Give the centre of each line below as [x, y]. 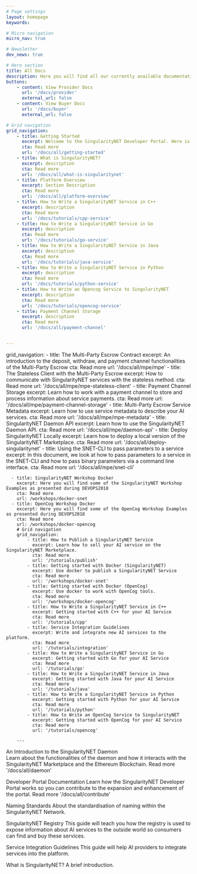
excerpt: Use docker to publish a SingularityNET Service [104, 571]
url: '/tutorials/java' [61, 689]
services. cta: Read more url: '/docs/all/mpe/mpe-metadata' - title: [86, 417]
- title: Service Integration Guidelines [79, 627]
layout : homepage [27, 17]
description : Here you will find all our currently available [84, 76]
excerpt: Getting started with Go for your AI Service [100, 658]
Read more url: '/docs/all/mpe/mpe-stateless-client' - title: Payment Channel [99, 386]
